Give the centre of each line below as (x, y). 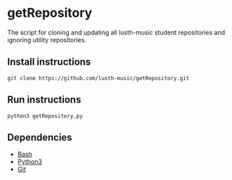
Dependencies (40, 137)
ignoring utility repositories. (47, 39)
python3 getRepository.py (45, 116)
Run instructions (45, 100)
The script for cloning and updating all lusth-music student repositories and (116, 32)
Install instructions (49, 62)
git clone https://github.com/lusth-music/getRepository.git (98, 78)
